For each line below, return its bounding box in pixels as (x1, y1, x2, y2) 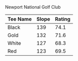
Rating (54, 16, 71, 22)
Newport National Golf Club (5, 4, 61, 10)
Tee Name (7, 16, 32, 22)
